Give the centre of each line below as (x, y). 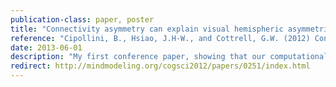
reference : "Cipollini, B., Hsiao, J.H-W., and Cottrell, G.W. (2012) (160, 38)
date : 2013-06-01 (46, 47)
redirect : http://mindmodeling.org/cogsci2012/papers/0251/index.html (160, 66)
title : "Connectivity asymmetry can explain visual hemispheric (147, 29)
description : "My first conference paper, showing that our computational (169, 57)
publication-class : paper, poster (82, 19)
